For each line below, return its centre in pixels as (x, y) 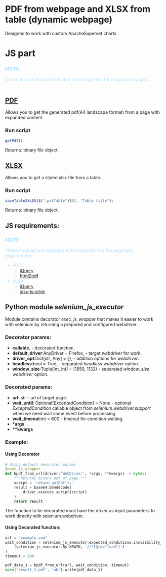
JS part (20, 53)
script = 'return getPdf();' (44, 483)
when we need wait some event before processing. (64, 414)
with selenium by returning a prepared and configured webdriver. (71, 324)
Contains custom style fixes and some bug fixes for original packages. (77, 80)
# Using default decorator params (41, 464)
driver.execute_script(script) (55, 492)
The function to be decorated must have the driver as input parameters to (80, 511)
